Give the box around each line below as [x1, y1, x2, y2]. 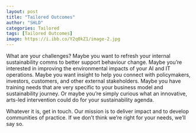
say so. [6, 121, 24, 127]
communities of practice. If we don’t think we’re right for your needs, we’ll [6, 114, 186, 121]
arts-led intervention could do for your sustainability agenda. [6, 96, 155, 103]
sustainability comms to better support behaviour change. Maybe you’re [6, 59, 182, 66]
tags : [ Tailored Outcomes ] [6, 31, 73, 37]
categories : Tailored [6, 25, 60, 31]
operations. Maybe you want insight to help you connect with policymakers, [6, 72, 191, 78]
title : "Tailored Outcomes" [6, 14, 76, 20]
